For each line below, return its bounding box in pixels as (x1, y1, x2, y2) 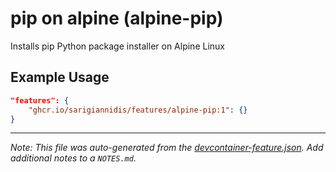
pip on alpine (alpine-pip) (10, 7, 224, 30)
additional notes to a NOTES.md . (10, 152, 137, 164)
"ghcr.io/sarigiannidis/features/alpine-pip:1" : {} (28, 105, 248, 115)
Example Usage (10, 69, 110, 86)
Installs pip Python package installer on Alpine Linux (10, 40, 225, 52)
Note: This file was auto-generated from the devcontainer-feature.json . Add (10, 142, 324, 154)
